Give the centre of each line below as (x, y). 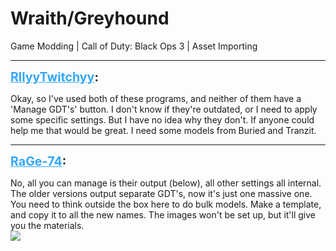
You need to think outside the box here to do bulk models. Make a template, (166, 204)
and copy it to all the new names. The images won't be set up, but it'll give (163, 214)
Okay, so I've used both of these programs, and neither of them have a (156, 98)
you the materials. (47, 225)
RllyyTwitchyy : (54, 76)
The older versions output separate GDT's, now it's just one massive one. (161, 193)
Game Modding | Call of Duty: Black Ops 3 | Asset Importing (134, 46)
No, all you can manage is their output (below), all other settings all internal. (166, 183)
